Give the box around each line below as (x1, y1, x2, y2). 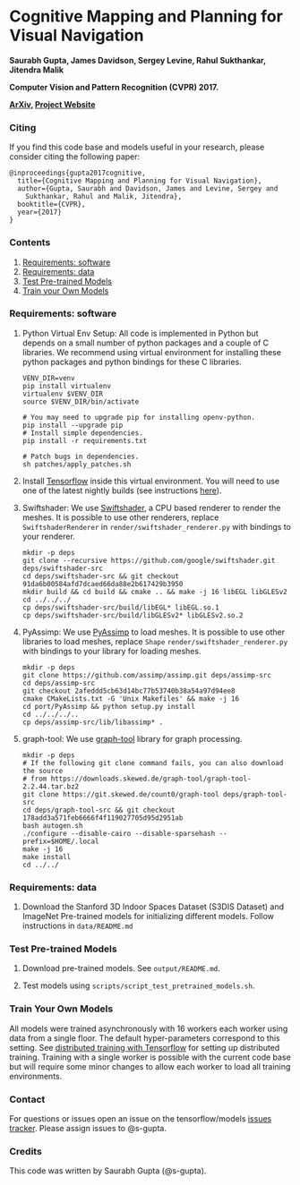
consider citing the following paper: (9, 151, 141, 162)
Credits (9, 1145, 42, 1157)
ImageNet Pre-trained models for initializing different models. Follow (21, 911, 275, 922)
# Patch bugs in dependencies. (21, 452, 140, 461)
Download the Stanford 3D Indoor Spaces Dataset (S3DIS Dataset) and (21, 901, 285, 912)
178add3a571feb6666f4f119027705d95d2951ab (21, 813, 184, 823)
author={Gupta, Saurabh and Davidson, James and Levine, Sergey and (17, 184, 279, 193)
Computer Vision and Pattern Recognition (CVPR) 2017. (9, 81, 219, 92)
